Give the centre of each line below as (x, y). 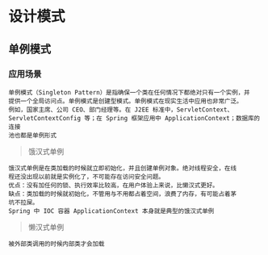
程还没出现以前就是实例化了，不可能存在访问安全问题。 (87, 177)
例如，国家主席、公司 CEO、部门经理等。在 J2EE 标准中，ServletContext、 (121, 110)
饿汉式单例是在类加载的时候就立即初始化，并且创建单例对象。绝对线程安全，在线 (122, 168)
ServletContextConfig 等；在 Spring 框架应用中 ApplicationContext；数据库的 (134, 118)
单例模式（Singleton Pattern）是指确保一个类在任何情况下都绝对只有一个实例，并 (129, 92)
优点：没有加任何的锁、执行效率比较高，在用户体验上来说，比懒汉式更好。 (114, 185)
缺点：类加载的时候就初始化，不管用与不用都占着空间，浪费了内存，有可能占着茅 (122, 194)
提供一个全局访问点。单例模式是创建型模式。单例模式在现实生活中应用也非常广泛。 (126, 101)
